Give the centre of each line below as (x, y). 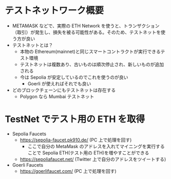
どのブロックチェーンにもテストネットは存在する (64, 90)
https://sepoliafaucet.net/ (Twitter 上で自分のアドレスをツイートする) (93, 159)
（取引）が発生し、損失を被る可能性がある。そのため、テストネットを (87, 32)
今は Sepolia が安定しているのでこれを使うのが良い (74, 77)
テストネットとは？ (33, 45)
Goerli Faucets (28, 165)
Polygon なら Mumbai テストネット (57, 96)
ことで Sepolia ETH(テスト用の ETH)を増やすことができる (88, 153)
